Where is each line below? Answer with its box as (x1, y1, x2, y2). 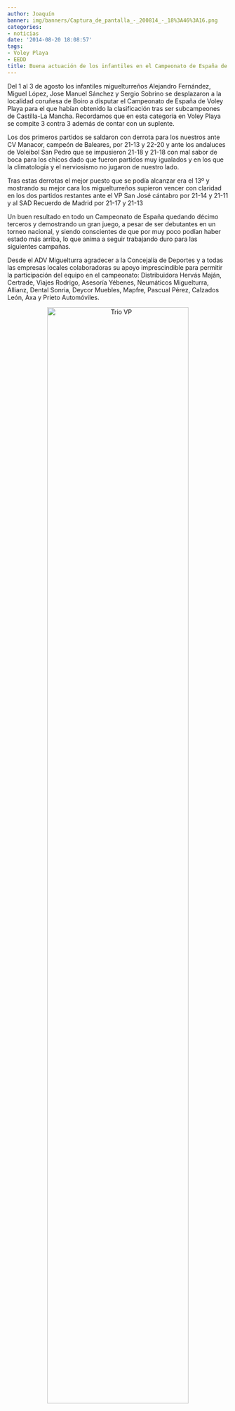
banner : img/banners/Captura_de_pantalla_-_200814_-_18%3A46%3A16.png (7, 17, 218, 24)
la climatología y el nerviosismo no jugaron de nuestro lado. (7, 162, 180, 171)
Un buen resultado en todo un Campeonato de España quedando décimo (7, 212, 219, 221)
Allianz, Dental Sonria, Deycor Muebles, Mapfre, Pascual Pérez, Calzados (7, 285, 220, 294)
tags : (7, 43, 23, 50)
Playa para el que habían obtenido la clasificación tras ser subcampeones (7, 104, 221, 112)
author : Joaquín (7, 10, 55, 18)
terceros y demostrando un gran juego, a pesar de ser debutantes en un (7, 219, 216, 228)
